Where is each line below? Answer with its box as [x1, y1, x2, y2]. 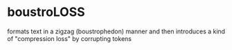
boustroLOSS [7, 4, 85, 20]
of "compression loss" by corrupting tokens [7, 34, 132, 42]
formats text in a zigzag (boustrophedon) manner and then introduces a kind [7, 27, 226, 35]
